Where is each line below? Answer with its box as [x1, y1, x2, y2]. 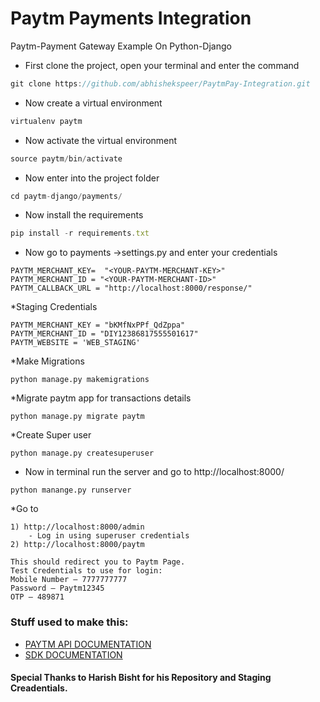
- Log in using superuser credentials [28, 531, 190, 541]
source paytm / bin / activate [10, 153, 123, 164]
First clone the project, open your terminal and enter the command [24, 59, 300, 71]
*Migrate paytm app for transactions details [10, 392, 192, 404]
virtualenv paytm [10, 116, 83, 126]
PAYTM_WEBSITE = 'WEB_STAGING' [10, 338, 141, 348]
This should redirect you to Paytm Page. [10, 557, 186, 567]
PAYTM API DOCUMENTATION [24, 638, 152, 650]
